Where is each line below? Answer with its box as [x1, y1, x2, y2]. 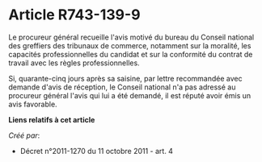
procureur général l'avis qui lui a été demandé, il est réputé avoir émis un [8, 90, 251, 100]
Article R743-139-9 [8, 6, 141, 24]
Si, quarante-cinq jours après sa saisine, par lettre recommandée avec [8, 73, 243, 83]
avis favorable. [8, 99, 58, 109]
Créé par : [8, 131, 40, 140]
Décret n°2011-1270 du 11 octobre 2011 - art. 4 [19, 146, 174, 156]
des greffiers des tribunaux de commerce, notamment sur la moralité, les [8, 40, 251, 50]
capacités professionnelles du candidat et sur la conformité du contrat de [8, 49, 253, 59]
